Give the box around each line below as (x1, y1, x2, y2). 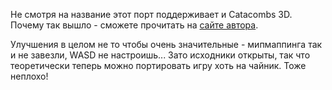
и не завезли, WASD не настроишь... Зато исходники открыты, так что (10, 49, 311, 61)
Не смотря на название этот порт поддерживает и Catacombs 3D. (10, 9, 293, 20)
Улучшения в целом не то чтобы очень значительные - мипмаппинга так (10, 39, 323, 50)
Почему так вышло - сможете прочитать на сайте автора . (10, 19, 259, 31)
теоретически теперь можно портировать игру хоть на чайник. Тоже (10, 60, 307, 71)
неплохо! (10, 70, 49, 82)
